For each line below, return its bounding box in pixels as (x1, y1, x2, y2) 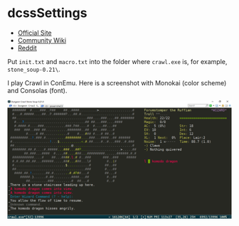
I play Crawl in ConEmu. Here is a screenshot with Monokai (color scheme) (7, 78, 227, 87)
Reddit (17, 43, 37, 52)
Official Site (17, 28, 52, 37)
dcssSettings (7, 5, 87, 21)
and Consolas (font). (7, 86, 68, 95)
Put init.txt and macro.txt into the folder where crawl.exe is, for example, (7, 57, 228, 65)
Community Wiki (17, 36, 66, 44)
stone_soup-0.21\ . (7, 65, 60, 73)
